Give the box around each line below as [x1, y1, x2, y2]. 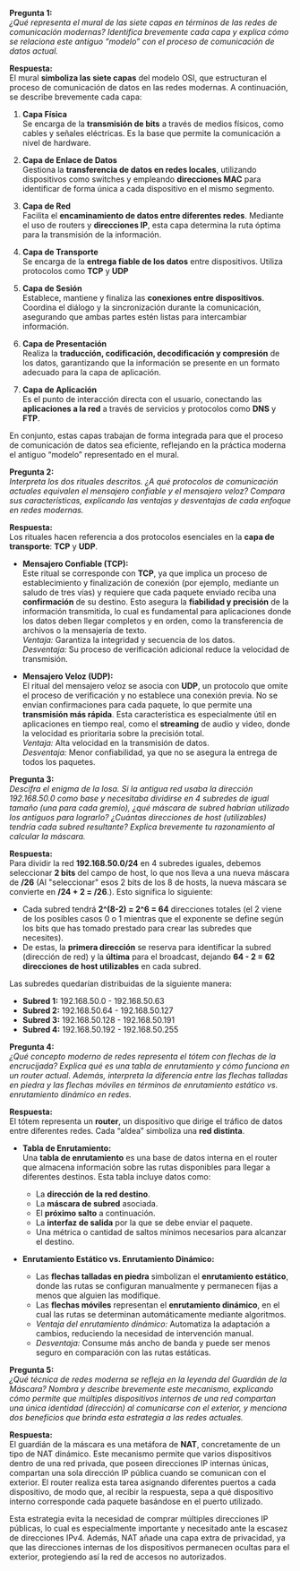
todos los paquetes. [21, 757, 96, 767]
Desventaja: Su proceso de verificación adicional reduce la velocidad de [21, 644, 290, 655]
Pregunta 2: [9, 467, 55, 477]
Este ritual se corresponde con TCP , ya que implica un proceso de [21, 568, 268, 579]
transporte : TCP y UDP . [9, 541, 99, 552]
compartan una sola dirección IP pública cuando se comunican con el [9, 1468, 267, 1478]
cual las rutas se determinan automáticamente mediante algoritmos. [35, 1309, 287, 1319]
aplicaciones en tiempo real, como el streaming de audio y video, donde [21, 718, 291, 729]
